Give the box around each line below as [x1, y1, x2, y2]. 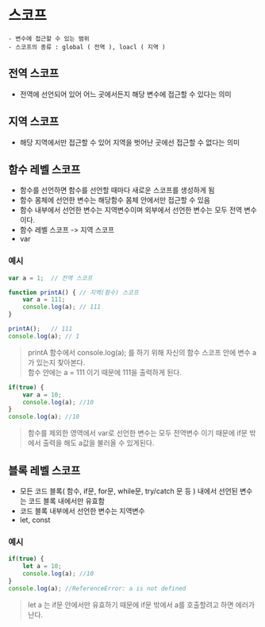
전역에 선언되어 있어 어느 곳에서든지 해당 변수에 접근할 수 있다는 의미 [19, 89, 232, 99]
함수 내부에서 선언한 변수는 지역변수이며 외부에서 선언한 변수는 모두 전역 [19, 205, 243, 215]
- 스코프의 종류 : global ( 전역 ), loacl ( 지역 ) [8, 43, 166, 51]
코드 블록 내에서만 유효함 [28, 496, 106, 505]
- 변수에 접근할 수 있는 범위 [8, 34, 90, 43]
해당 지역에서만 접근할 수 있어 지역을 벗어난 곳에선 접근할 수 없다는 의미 [19, 137, 240, 147]
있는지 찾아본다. [36, 358, 86, 367]
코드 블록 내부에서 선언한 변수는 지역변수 [19, 505, 145, 516]
